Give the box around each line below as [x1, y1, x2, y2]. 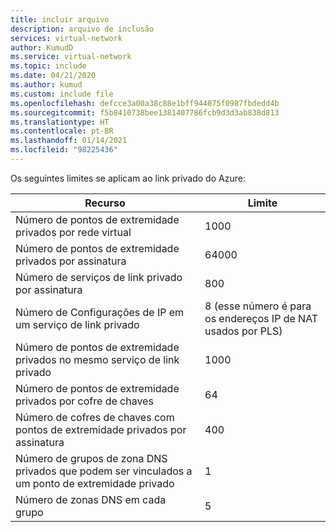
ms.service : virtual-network [10, 52, 132, 62]
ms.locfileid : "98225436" [10, 145, 118, 155]
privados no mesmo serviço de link [15, 352, 180, 366]
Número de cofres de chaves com [15, 410, 175, 424]
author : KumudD [10, 42, 74, 53]
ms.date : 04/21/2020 [10, 71, 97, 81]
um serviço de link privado [15, 317, 140, 331]
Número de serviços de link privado [15, 270, 183, 284]
